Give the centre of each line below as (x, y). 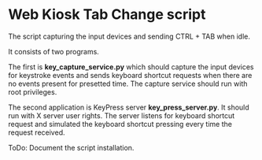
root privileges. (33, 91)
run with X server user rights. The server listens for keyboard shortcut (122, 115)
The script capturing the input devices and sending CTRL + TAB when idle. (129, 36)
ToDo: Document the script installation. (71, 147)
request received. (37, 132)
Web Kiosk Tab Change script (107, 15)
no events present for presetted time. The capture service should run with (128, 84)
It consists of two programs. (54, 51)
